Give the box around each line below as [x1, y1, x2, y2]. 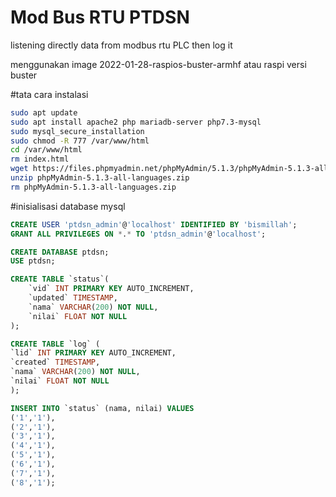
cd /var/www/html [10, 145, 83, 155]
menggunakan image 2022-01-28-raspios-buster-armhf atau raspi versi [10, 58, 307, 70]
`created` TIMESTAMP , [10, 357, 101, 368]
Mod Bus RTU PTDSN [10, 6, 190, 29]
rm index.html [10, 154, 70, 165]
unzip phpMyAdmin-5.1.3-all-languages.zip [10, 173, 190, 183]
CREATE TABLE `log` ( [10, 339, 101, 349]
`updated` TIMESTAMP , [28, 293, 118, 303]
